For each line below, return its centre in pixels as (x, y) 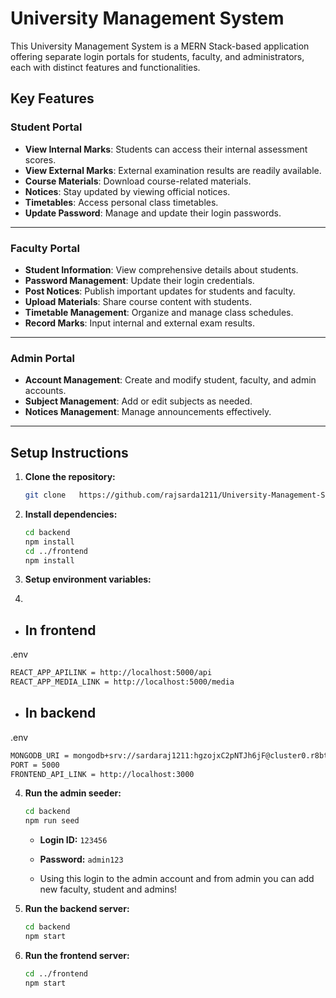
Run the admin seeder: (73, 793)
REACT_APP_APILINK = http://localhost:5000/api (111, 673)
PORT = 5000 (35, 765)
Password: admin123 (81, 859)
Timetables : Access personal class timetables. (121, 202)
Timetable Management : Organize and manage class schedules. (159, 312)
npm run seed (52, 821)
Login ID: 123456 (73, 840)
